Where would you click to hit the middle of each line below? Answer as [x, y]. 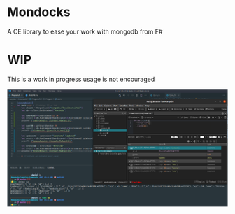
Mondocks [39, 12]
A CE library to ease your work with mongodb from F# [85, 31]
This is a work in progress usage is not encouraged [81, 79]
